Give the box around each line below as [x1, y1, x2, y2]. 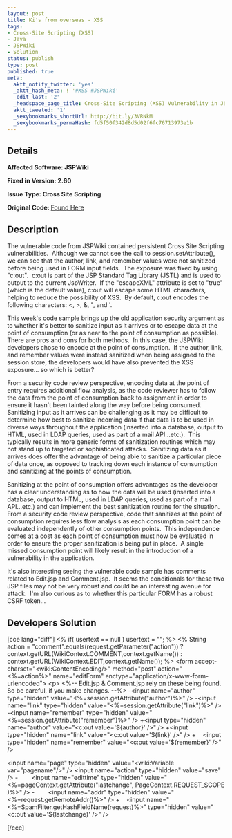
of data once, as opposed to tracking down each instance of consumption [7, 460, 217, 468]
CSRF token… [7, 597, 46, 605]
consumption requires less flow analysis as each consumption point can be [7, 517, 221, 525]
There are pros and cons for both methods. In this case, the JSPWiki [7, 336, 204, 344]
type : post [7, 62, 39, 68]
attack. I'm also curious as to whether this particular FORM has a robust [7, 589, 213, 598]
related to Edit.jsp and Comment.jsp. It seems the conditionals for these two [7, 575, 224, 583]
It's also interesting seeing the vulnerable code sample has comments [7, 568, 206, 576]
